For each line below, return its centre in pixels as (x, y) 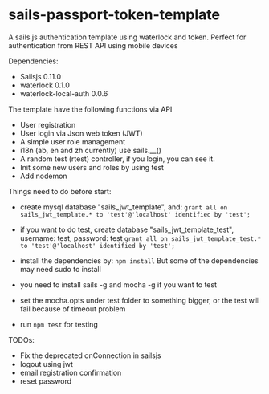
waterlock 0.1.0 (45, 85)
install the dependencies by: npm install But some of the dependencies (139, 260)
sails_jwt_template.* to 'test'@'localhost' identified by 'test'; (135, 214)
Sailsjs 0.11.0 (41, 76)
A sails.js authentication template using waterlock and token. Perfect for (127, 37)
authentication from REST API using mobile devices (93, 45)
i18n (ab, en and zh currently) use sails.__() (91, 150)
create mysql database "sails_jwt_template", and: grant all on (124, 207)
